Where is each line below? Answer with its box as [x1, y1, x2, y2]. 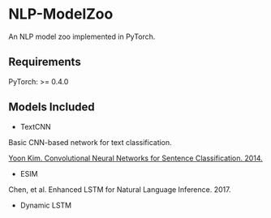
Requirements [8, 55, 81, 69]
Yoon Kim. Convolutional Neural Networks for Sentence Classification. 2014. [8, 153, 264, 163]
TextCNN [19, 122, 51, 131]
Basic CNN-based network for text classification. [8, 137, 172, 147]
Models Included [8, 100, 95, 114]
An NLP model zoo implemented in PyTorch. [8, 32, 156, 41]
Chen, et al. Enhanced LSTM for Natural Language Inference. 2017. [8, 184, 231, 194]
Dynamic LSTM [19, 200, 72, 210]
